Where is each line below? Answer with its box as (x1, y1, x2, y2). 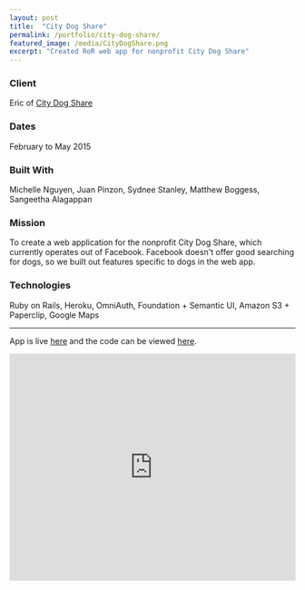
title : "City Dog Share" (9, 22, 107, 31)
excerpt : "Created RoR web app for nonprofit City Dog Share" (9, 47, 250, 56)
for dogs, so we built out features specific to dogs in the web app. (9, 256, 256, 268)
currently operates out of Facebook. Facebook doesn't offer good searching (9, 247, 295, 258)
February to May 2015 (9, 141, 92, 152)
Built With (9, 163, 54, 176)
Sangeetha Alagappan (9, 194, 93, 205)
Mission (9, 216, 45, 229)
